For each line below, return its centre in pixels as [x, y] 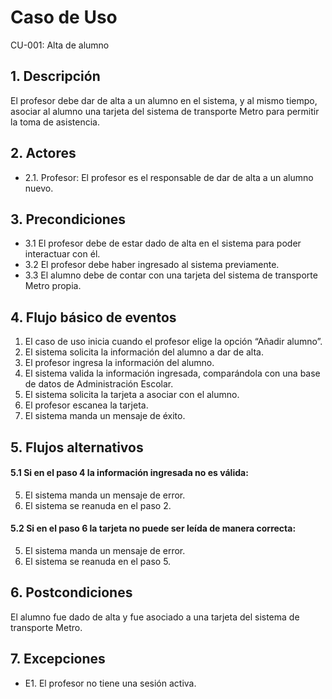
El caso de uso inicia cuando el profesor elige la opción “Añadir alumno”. [173, 342]
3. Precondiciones [68, 219]
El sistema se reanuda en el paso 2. [98, 505]
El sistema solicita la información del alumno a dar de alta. [144, 352]
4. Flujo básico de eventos [93, 317]
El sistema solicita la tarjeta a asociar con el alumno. [132, 395]
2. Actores [43, 153]
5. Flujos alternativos [77, 447]
